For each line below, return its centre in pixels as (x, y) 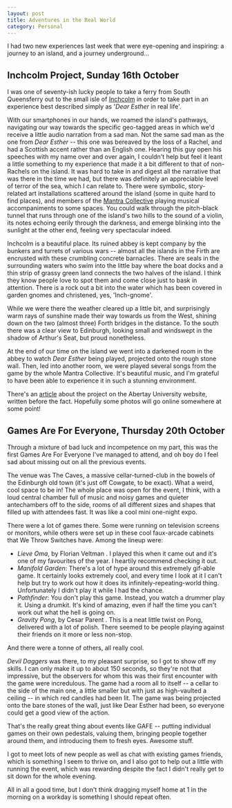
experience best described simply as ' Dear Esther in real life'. (94, 107)
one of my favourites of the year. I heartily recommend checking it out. (117, 561)
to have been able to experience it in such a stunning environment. (102, 380)
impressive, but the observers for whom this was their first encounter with (113, 676)
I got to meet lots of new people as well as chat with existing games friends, (115, 754)
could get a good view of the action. (59, 713)
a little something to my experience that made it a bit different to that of (108, 164)
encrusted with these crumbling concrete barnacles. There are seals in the (113, 258)
